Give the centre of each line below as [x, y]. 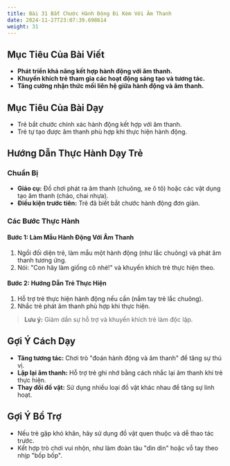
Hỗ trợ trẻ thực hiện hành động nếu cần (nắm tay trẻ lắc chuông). [110, 299]
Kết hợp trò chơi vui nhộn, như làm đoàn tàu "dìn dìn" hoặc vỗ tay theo [117, 448]
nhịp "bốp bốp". [39, 455]
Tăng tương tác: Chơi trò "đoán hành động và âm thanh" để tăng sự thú [119, 358]
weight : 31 [23, 26]
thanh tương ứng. [42, 260]
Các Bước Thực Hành [43, 221]
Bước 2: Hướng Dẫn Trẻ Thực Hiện [57, 283]
